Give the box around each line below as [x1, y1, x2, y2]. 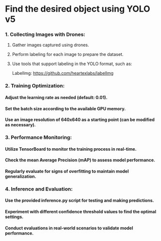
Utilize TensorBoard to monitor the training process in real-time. [5, 146, 137, 152]
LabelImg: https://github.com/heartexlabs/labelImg [12, 70, 114, 76]
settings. [5, 214, 24, 220]
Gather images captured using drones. [12, 42, 89, 48]
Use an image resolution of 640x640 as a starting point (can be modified [5, 117, 155, 122]
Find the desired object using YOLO [5, 3, 150, 15]
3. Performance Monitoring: [5, 134, 72, 141]
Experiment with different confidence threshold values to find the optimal [5, 209, 157, 214]
